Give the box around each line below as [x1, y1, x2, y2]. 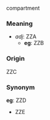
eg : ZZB [23, 40, 44, 47]
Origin [6, 55, 25, 63]
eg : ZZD [6, 97, 27, 104]
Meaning [6, 19, 33, 28]
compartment [6, 5, 40, 11]
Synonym [6, 83, 35, 91]
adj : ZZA [14, 33, 37, 40]
